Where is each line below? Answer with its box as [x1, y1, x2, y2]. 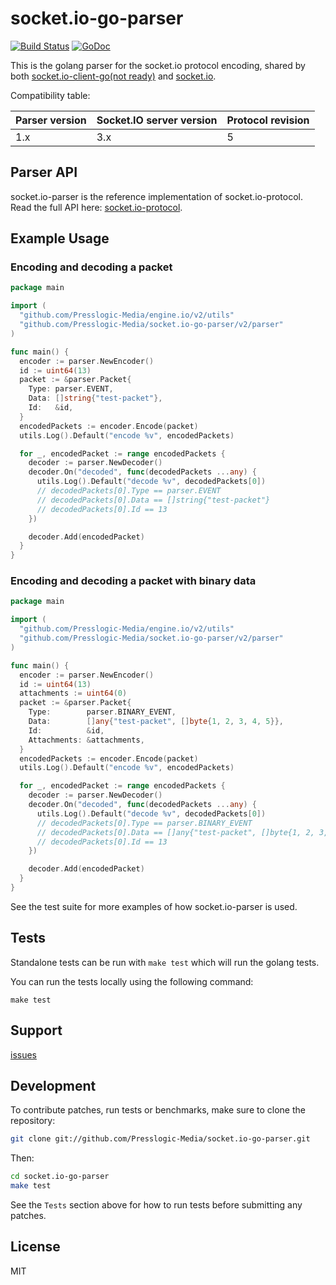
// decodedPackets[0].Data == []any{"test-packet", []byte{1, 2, [36, 827, 315, 837]
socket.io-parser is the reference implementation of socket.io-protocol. [10, 190, 304, 202]
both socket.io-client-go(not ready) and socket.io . [10, 70, 217, 82]
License [10, 1238, 61, 1256]
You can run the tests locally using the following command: [10, 975, 254, 987]
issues [10, 1048, 37, 1061]
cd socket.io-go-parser [10, 1172, 110, 1182]
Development [10, 1078, 97, 1094]
